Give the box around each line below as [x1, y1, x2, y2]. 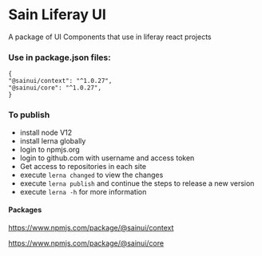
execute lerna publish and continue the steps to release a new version [19, 178, 255, 188]
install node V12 [19, 128, 73, 137]
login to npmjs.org [19, 144, 80, 154]
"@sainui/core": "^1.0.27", [8, 84, 102, 93]
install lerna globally [19, 136, 86, 145]
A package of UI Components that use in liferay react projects [8, 32, 212, 41]
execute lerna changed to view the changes [19, 170, 164, 179]
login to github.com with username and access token [19, 153, 195, 163]
